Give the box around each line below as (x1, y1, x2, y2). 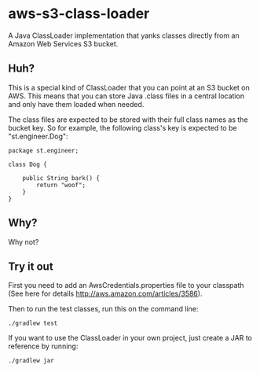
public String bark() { (22, 174, 101, 182)
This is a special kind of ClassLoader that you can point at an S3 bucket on (8, 83, 250, 92)
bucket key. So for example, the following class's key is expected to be (8, 123, 237, 132)
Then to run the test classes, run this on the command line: (8, 304, 199, 314)
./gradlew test (8, 319, 58, 327)
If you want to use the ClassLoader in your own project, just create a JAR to (8, 333, 253, 343)
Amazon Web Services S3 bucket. (8, 39, 119, 48)
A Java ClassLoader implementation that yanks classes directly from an (8, 31, 240, 40)
